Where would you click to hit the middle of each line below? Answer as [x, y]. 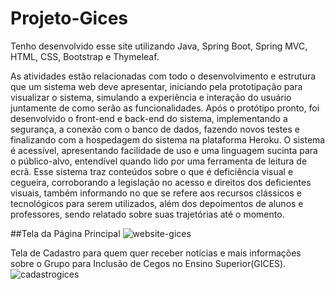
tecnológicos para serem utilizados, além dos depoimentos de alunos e [157, 203]
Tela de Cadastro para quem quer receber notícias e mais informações [156, 253]
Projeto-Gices [69, 18]
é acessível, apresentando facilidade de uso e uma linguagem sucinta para [164, 150]
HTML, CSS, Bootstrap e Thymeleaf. [85, 56]
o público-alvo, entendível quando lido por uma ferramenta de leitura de [159, 161]
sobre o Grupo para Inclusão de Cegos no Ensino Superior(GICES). [148, 263]
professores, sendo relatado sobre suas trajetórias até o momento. [147, 214]
